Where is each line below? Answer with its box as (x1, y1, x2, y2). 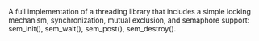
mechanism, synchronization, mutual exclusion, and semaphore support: (8, 15, 250, 25)
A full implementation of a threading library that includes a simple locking (8, 7, 252, 16)
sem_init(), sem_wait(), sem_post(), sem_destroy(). (8, 24, 177, 33)
